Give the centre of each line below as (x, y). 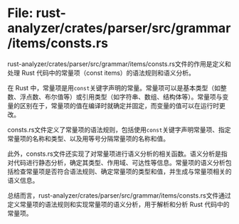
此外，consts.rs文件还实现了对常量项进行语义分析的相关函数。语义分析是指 (117, 154)
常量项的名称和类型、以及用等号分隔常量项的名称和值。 (88, 138)
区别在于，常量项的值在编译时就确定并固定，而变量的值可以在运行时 (119, 105)
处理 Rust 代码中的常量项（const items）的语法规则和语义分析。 (101, 73)
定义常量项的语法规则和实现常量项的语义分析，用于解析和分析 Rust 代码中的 (118, 204)
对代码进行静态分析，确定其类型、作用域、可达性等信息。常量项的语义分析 (116, 162)
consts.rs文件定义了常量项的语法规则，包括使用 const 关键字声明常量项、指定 (119, 129)
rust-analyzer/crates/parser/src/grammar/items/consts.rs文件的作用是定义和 (119, 64)
